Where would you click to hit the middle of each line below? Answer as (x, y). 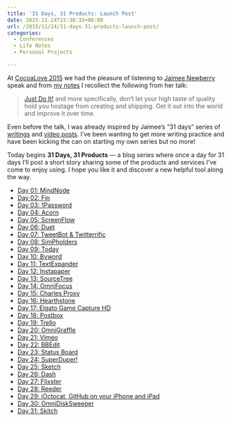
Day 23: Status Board (47, 352)
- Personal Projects (43, 53)
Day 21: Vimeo (38, 337)
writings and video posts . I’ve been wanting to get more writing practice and (116, 134)
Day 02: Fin (34, 197)
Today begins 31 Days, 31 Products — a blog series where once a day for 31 (116, 155)
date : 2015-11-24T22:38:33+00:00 (55, 20)
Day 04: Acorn (38, 212)
